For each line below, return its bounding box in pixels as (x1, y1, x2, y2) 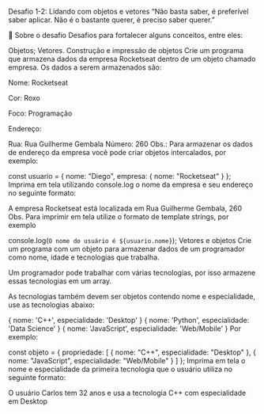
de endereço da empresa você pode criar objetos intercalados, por (8, 148, 227, 157)
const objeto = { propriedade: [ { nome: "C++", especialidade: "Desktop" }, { (8, 348, 257, 357)
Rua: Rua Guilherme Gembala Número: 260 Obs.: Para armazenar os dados (8, 139, 253, 149)
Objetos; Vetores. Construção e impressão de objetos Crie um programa (8, 46, 243, 55)
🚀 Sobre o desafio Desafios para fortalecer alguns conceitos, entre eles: (8, 31, 243, 40)
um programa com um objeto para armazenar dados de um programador (8, 245, 245, 253)
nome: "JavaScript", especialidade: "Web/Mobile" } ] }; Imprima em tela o (8, 356, 246, 365)
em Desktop (8, 397, 48, 406)
